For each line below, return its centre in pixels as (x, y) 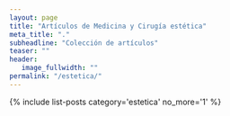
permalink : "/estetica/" (56, 76)
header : (24, 59)
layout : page (34, 18)
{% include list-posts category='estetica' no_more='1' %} (115, 102)
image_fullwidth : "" (60, 68)
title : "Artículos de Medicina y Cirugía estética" (108, 26)
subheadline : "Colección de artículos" (84, 43)
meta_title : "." (40, 34)
